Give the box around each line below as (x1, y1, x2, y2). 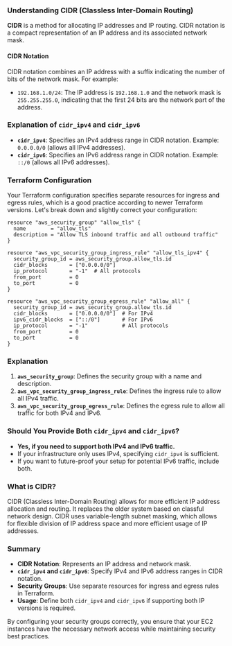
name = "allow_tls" (13, 225, 91, 232)
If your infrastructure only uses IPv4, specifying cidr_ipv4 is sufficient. (17, 449, 220, 457)
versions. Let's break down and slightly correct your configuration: (7, 206, 197, 214)
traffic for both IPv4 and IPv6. (17, 409, 102, 417)
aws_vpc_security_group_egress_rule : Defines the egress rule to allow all (17, 401, 225, 410)
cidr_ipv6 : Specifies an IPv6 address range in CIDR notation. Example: (17, 150, 220, 159)
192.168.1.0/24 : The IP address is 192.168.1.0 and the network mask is (17, 88, 222, 96)
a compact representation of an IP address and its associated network (7, 28, 208, 37)
